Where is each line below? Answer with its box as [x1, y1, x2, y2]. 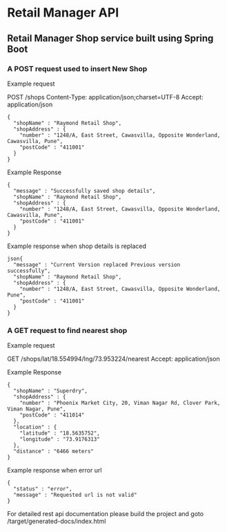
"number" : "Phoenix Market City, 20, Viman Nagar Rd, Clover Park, [19, 399, 221, 407]
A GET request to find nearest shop [7, 325, 128, 335]
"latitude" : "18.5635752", [19, 430, 100, 437]
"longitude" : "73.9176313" [19, 436, 100, 443]
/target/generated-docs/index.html [7, 517, 106, 526]
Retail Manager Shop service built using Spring [7, 32, 214, 44]
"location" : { [13, 424, 57, 431]
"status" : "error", [13, 486, 72, 493]
